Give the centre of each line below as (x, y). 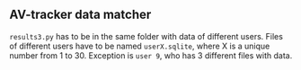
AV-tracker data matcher (80, 15)
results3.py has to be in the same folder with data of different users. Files (146, 36)
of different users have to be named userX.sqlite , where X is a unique (140, 46)
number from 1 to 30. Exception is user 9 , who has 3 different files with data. (151, 55)
